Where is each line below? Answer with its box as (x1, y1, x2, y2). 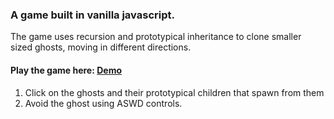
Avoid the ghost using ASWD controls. (24, 97, 183, 109)
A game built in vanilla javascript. (10, 8, 175, 22)
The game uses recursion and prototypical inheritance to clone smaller (10, 31, 302, 43)
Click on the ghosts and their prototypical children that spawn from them (24, 86, 325, 98)
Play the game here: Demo (10, 64, 122, 76)
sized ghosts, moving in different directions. (10, 41, 192, 53)
